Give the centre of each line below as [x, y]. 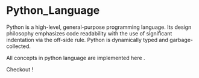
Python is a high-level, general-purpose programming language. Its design [99, 27]
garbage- [181, 40]
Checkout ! [20, 69]
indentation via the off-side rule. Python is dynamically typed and [87, 40]
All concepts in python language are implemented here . [76, 58]
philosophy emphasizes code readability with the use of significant [89, 33]
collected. [19, 46]
